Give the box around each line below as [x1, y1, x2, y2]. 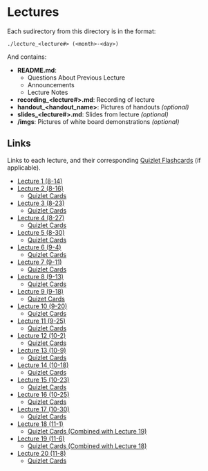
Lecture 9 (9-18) [17, 287, 64, 295]
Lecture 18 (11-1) [17, 420, 64, 428]
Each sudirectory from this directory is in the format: [7, 27, 156, 35]
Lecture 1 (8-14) [17, 177, 63, 185]
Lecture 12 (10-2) [17, 331, 66, 339]
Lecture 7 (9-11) [17, 258, 62, 266]
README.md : [17, 66, 57, 74]
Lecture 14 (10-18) [17, 361, 69, 369]
